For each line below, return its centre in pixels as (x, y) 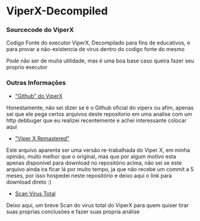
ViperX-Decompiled (57, 11)
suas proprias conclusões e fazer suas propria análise (73, 211)
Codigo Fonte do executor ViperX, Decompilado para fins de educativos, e (98, 43)
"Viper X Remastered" (42, 138)
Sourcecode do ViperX (40, 30)
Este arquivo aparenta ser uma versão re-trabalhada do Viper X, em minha (98, 150)
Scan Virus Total (35, 193)
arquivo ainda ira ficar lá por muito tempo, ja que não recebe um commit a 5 (100, 169)
